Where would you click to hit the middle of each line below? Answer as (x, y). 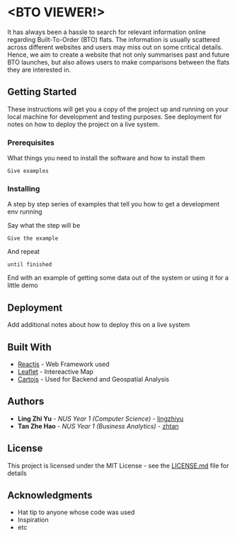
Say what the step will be (44, 226)
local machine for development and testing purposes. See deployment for (115, 116)
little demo (23, 285)
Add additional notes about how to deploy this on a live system (99, 325)
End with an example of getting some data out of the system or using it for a (118, 278)
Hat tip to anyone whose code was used (76, 512)
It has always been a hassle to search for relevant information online (107, 32)
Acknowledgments (50, 495)
